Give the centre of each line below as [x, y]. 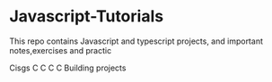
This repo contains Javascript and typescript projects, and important [136, 41]
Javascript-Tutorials [87, 16]
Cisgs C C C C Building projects [68, 68]
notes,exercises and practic [61, 50]
